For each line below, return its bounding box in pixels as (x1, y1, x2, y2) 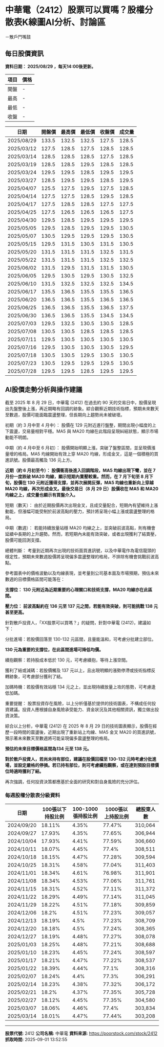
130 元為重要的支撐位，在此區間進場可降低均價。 (5, 646, 103, 652)
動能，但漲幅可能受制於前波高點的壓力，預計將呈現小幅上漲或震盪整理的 (5, 508, 150, 514)
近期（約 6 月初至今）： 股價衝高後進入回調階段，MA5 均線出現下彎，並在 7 (5, 467, 156, 473)
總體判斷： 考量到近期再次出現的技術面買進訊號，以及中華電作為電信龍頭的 (5, 547, 156, 553)
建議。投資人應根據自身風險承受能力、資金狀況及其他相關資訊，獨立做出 (9, 706, 155, 712)
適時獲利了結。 (13, 768, 44, 774)
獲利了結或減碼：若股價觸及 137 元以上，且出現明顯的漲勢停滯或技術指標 (5, 667, 151, 673)
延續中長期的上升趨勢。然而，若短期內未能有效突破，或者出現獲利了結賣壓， (5, 531, 159, 537)
